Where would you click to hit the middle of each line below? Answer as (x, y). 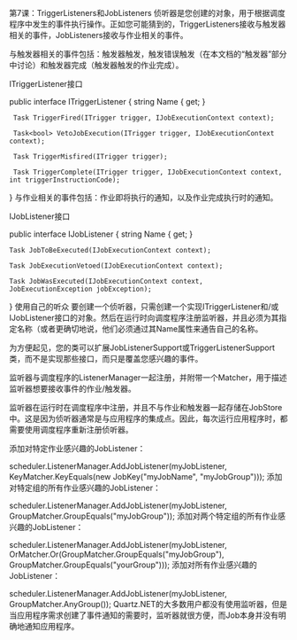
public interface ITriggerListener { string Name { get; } (107, 101)
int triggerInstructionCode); (65, 180)
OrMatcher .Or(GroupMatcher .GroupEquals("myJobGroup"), (117, 554)
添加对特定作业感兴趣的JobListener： (77, 449)
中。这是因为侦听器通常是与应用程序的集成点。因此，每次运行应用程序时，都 (148, 418)
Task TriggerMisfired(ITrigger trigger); (90, 157)
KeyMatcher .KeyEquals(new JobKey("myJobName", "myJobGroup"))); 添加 (146, 476)
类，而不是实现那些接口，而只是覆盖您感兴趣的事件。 (106, 359)
